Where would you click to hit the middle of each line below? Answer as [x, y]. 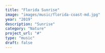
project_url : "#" [23, 33]
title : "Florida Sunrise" [32, 10]
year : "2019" [19, 19]
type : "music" [20, 38]
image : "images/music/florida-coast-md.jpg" [53, 15]
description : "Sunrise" [30, 24]
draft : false [19, 43]
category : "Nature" [26, 29]
